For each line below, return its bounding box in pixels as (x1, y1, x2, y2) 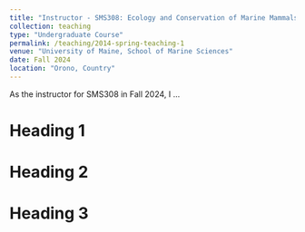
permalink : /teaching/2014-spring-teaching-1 (9, 38, 184, 48)
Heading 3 (9, 203, 89, 224)
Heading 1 (9, 121, 86, 141)
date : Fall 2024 (9, 55, 71, 64)
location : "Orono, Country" (9, 64, 116, 73)
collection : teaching (9, 22, 92, 31)
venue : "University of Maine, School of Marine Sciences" (9, 47, 233, 56)
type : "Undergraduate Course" (9, 30, 124, 39)
